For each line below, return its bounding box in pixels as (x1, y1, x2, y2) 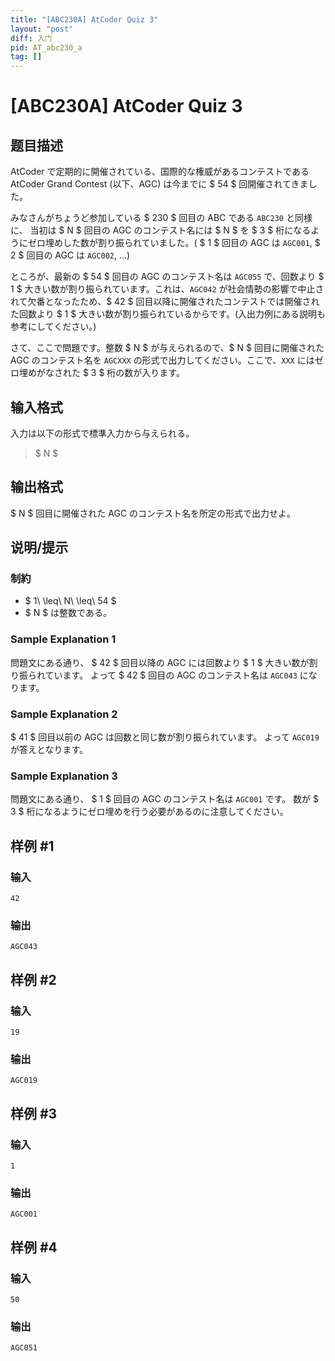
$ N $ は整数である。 (24, 607, 112, 619)
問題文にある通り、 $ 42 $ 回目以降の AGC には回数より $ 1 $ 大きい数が (10, 656, 310, 668)
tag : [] (10, 52, 43, 62)
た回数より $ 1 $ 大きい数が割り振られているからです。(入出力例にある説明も (10, 308, 326, 320)
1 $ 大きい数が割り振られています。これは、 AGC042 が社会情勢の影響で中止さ (10, 283, 325, 295)
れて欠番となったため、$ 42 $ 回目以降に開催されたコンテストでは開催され (10, 296, 320, 308)
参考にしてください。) (10, 321, 97, 333)
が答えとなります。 (10, 744, 89, 756)
